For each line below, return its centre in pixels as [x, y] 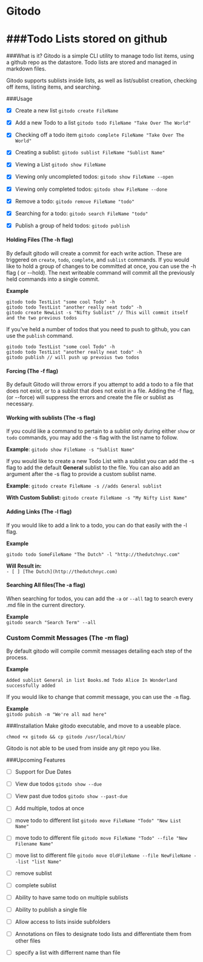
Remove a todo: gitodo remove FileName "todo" [75, 201]
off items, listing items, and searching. [54, 87]
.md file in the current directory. [46, 605]
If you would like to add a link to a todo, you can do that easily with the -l [97, 525]
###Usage [20, 99]
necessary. [20, 404]
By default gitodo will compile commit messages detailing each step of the [99, 651]
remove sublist [34, 873]
